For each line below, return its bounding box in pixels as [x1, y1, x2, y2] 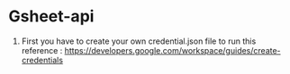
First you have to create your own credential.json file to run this [21, 36, 257, 46]
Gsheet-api [8, 6, 95, 27]
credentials [21, 54, 64, 65]
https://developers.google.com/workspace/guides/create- [64, 45, 281, 55]
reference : [21, 45, 63, 55]
